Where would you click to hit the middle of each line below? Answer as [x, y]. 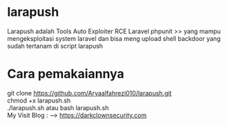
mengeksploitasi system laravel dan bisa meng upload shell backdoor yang [114, 38]
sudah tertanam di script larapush [55, 46]
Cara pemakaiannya [66, 74]
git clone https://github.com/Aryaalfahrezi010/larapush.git [89, 93]
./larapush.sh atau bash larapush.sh [58, 107]
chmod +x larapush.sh [39, 100]
